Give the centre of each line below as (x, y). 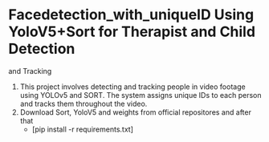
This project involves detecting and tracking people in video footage (133, 87)
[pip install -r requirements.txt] (83, 129)
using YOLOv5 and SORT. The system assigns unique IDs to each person (141, 95)
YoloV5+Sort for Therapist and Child (132, 32)
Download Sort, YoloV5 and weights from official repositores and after (135, 112)
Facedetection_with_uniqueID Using (131, 15)
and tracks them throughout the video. (84, 103)
